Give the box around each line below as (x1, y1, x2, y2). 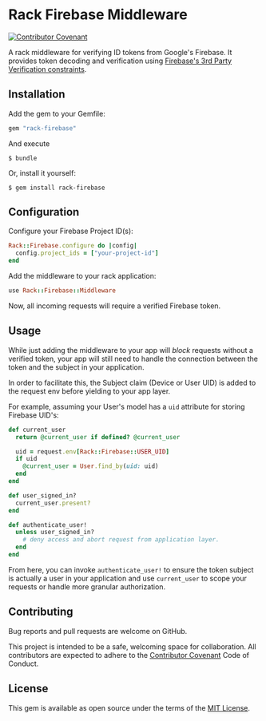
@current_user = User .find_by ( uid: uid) (22, 462, 159, 470)
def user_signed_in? (8, 491, 77, 500)
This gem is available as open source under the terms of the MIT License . (8, 703, 250, 712)
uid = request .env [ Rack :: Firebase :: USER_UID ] (15, 447, 170, 456)
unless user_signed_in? (15, 529, 94, 537)
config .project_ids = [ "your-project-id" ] (15, 249, 159, 257)
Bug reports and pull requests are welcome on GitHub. (8, 626, 188, 636)
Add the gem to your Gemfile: (8, 109, 105, 118)
